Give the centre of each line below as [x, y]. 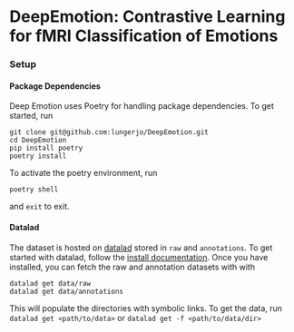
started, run [31, 116]
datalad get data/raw [50, 283]
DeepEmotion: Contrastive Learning [147, 17]
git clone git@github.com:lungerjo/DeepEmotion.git [109, 132]
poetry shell [34, 190]
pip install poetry [46, 148]
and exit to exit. [39, 207]
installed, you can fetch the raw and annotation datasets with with [132, 267]
